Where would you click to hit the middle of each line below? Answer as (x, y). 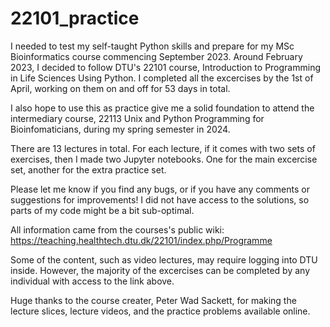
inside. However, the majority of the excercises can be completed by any (160, 270)
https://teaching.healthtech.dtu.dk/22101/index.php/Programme (141, 240)
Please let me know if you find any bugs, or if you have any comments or (160, 189)
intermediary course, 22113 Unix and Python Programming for (137, 118)
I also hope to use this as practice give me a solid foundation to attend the (162, 108)
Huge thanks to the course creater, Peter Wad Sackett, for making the (153, 300)
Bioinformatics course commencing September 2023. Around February (156, 56)
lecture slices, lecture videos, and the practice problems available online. (160, 311)
